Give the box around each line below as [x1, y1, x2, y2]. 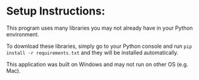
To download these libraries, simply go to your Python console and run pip [6, 42, 192, 50]
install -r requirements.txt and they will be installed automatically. [6, 48, 178, 56]
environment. [6, 30, 39, 38]
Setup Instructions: [6, 4, 105, 18]
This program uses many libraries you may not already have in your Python [6, 24, 194, 32]
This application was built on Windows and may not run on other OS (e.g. [6, 61, 189, 68]
